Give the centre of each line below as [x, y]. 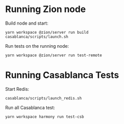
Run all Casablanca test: [30, 107]
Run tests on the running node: [37, 46]
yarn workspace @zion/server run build [47, 32]
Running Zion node [46, 9]
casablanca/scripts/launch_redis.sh [43, 98]
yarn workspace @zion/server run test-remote [53, 55]
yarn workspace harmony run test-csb [45, 116]
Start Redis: [17, 89]
